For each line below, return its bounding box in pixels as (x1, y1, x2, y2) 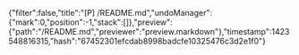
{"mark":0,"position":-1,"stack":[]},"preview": (8, 17, 174, 27)
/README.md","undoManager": (97, 8, 212, 18)
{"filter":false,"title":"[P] (8, 8, 96, 18)
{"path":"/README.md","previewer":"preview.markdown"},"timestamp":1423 (8, 27, 290, 36)
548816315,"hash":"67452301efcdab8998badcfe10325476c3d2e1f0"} (8, 35, 266, 46)
